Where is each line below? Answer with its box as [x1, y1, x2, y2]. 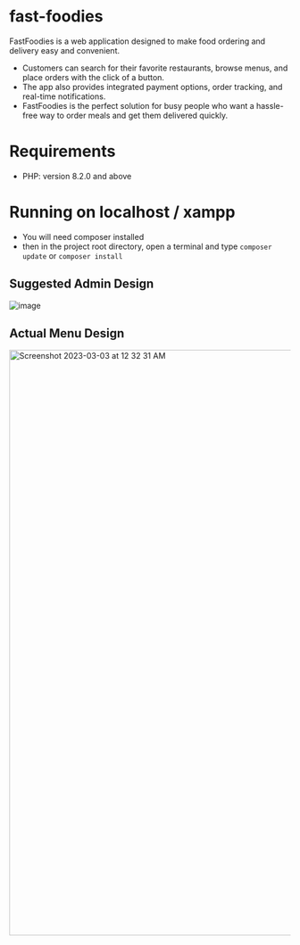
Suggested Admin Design [9, 277, 154, 292]
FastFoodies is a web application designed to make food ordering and [9, 36, 266, 46]
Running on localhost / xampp [9, 203, 236, 222]
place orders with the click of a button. [21, 71, 165, 82]
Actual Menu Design [9, 326, 125, 341]
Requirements [9, 141, 116, 162]
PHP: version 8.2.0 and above [21, 170, 132, 181]
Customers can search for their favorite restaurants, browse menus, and [21, 62, 288, 73]
